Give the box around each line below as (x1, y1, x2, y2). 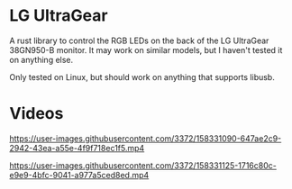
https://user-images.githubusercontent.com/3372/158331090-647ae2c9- (9, 132, 282, 144)
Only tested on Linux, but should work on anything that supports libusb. (9, 71, 275, 82)
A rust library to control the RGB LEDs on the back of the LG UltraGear (9, 35, 269, 46)
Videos (9, 103, 64, 124)
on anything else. (9, 54, 74, 65)
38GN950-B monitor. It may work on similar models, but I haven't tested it (9, 44, 283, 55)
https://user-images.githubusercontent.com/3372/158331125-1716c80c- (9, 159, 277, 171)
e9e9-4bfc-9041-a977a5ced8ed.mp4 (9, 169, 150, 180)
